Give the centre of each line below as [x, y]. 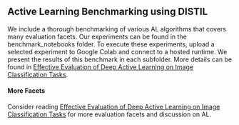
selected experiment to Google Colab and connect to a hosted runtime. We [117, 51]
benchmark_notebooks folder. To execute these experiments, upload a [111, 44]
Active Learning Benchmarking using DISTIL [108, 12]
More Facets [26, 91]
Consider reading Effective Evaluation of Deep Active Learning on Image [114, 107]
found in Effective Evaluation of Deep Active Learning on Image [101, 66]
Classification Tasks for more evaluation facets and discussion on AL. [110, 114]
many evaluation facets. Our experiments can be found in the [97, 36]
